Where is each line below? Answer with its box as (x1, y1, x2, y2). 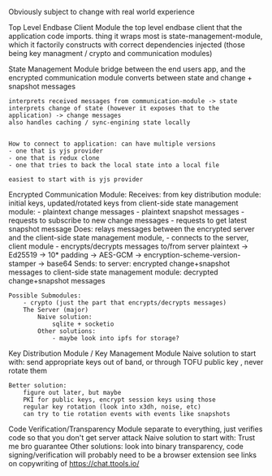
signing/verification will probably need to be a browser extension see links (8, 450, 257, 460)
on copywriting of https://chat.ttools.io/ (8, 459, 140, 468)
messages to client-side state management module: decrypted (8, 267, 218, 277)
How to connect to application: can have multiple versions (8, 140, 217, 148)
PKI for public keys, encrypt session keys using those (23, 396, 217, 404)
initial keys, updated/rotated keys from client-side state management (8, 198, 239, 208)
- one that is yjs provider (8, 147, 104, 155)
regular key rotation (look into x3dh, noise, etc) (23, 403, 201, 411)
